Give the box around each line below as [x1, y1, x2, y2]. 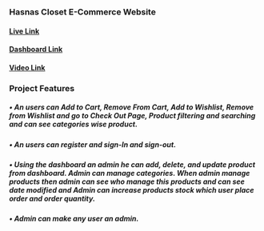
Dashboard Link [9, 45, 63, 54]
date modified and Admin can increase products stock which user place [9, 185, 254, 194]
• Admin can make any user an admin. [9, 214, 139, 224]
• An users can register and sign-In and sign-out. [9, 139, 177, 149]
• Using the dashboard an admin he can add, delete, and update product [9, 159, 255, 169]
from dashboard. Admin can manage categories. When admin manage [9, 168, 250, 177]
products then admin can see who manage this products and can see [9, 177, 245, 186]
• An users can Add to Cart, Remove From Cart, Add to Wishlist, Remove [9, 102, 254, 112]
